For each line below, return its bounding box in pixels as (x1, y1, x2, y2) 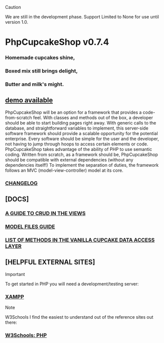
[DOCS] (5, 195, 29, 204)
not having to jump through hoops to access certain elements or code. (5, 141, 148, 147)
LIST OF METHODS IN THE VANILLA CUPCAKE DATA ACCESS (5, 236, 155, 243)
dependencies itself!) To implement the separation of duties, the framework (5, 162, 159, 168)
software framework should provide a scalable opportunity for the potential (5, 130, 158, 136)
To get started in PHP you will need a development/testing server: (5, 280, 139, 287)
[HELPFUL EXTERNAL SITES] (5, 258, 95, 267)
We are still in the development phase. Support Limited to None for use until (5, 14, 159, 19)
